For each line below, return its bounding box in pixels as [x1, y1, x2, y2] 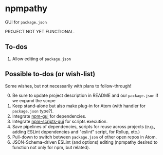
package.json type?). [12, 108, 54, 114]
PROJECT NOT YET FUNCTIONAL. [5, 28, 75, 34]
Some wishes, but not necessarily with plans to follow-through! [5, 83, 131, 89]
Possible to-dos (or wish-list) [5, 70, 96, 78]
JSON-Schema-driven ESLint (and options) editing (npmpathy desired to [12, 139, 158, 145]
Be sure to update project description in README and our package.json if [12, 92, 159, 98]
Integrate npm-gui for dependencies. [12, 113, 87, 119]
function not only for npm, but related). [12, 144, 90, 150]
